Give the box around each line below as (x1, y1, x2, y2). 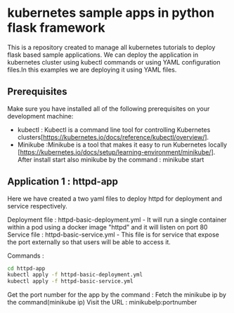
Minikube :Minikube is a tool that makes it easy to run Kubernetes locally (17, 140, 227, 149)
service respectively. (7, 201, 68, 210)
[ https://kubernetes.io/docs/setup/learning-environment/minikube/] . (17, 147, 216, 156)
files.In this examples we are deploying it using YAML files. (7, 65, 177, 74)
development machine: (7, 112, 74, 120)
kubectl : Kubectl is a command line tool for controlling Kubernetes (17, 125, 211, 134)
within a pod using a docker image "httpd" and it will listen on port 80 (7, 222, 208, 231)
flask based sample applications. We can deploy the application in (7, 51, 199, 59)
